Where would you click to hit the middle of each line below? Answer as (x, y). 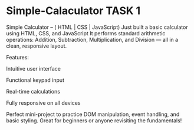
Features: (18, 57)
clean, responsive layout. (37, 46)
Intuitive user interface (33, 68)
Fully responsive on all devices (43, 103)
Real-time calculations (33, 91)
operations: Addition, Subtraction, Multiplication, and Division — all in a (92, 39)
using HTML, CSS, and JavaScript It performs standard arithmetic (86, 33)
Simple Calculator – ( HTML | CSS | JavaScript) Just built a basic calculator (97, 27)
